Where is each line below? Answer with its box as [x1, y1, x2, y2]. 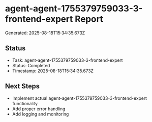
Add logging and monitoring [12, 111, 69, 117]
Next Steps [5, 82, 40, 90]
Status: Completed [12, 62, 50, 68]
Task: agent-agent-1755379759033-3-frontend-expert [12, 57, 123, 63]
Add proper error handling [12, 106, 65, 112]
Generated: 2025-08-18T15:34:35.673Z [5, 30, 85, 36]
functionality [12, 100, 38, 106]
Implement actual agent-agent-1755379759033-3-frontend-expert [12, 95, 147, 101]
